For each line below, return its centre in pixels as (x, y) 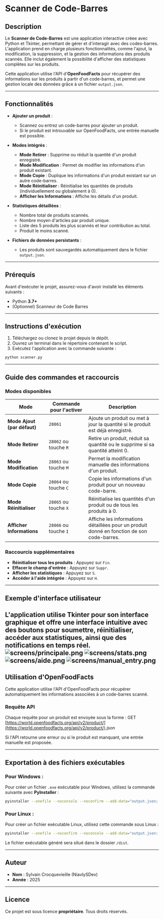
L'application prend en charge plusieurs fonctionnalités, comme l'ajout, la (79, 49)
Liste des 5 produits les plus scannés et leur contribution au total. (85, 225)
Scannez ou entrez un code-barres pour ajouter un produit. (79, 125)
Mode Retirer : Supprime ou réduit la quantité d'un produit (78, 154)
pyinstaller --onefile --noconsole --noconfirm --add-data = (68, 801)
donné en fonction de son (118, 531)
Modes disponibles (28, 391)
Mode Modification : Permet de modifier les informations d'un (82, 165)
